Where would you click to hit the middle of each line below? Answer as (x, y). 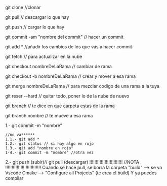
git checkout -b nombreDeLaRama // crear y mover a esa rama (71, 76)
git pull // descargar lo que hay (37, 17)
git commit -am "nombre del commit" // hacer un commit (65, 37)
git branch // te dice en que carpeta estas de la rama (60, 106)
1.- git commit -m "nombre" (34, 126)
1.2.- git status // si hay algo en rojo (50, 144)
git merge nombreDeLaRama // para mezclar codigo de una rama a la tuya (82, 86)
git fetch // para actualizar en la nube (44, 56)
